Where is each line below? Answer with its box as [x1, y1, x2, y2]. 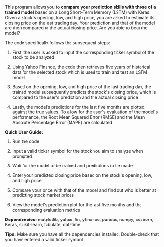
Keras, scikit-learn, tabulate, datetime [5, 222, 81, 227]
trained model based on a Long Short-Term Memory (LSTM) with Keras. [5, 9, 151, 15]
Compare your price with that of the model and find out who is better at [12, 187, 156, 193]
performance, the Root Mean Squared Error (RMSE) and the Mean [12, 114, 145, 120]
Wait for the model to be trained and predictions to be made [12, 163, 133, 168]
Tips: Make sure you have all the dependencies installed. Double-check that [5, 231, 159, 237]
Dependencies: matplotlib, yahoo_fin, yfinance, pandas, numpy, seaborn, [5, 217, 154, 222]
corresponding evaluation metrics [12, 207, 81, 213]
